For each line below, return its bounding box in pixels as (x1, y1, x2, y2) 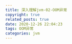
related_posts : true (5, 17, 50, 22)
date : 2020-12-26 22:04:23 (5, 21, 63, 27)
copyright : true (5, 12, 40, 17)
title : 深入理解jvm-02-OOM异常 (5, 7, 67, 13)
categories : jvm (5, 31, 40, 36)
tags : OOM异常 (5, 26, 34, 31)
